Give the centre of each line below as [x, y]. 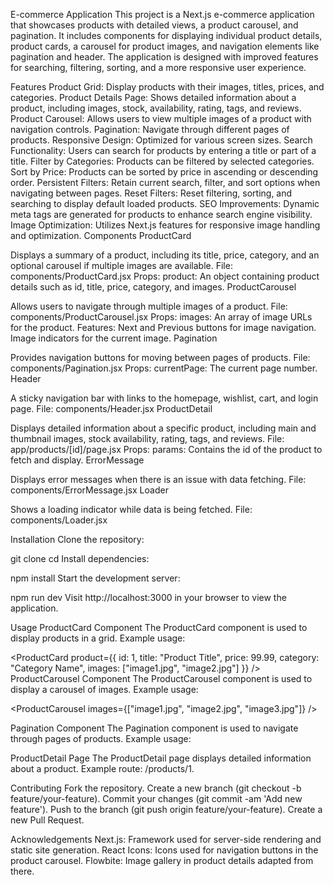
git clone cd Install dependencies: [80, 558]
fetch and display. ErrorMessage [77, 460]
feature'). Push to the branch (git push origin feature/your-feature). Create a [166, 809]
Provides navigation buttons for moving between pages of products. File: [160, 357]
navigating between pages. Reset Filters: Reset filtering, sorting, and [151, 193]
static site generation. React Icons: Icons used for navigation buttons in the [164, 850]
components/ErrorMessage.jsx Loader [89, 490]
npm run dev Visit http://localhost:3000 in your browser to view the [148, 597]
